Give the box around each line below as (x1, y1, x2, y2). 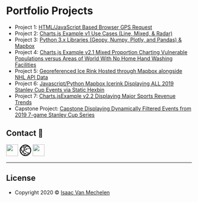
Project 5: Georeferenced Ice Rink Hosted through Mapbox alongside (14, 67, 183, 74)
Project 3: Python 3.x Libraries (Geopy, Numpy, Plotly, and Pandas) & (14, 36, 182, 43)
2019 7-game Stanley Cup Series (14, 111, 95, 118)
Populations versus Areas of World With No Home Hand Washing (14, 55, 173, 62)
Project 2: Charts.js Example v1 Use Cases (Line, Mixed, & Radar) (14, 29, 173, 37)
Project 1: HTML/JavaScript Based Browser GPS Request (14, 24, 153, 31)
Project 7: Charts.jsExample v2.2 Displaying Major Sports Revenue (14, 92, 176, 100)
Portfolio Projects (6, 4, 93, 18)
